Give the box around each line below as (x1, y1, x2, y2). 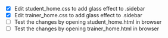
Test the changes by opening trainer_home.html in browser (14, 25, 159, 32)
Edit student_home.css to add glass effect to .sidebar (14, 5, 145, 12)
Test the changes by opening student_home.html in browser (14, 18, 162, 26)
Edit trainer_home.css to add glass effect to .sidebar (14, 12, 142, 19)
